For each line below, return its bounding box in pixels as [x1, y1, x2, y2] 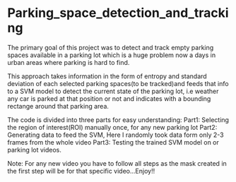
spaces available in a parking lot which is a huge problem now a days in [7, 51, 216, 59]
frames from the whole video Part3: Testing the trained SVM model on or [7, 138, 219, 146]
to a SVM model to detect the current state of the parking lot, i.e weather [7, 87, 219, 95]
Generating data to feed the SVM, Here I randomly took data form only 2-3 [7, 131, 224, 139]
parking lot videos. [7, 145, 62, 154]
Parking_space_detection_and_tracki [7, 5, 229, 21]
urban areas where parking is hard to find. [7, 58, 130, 66]
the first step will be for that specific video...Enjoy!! [7, 166, 155, 175]
